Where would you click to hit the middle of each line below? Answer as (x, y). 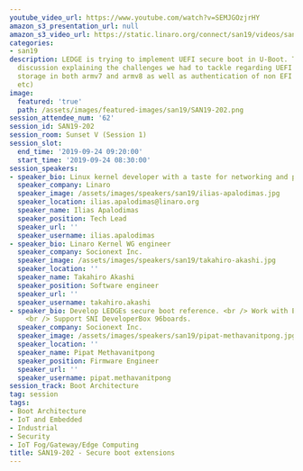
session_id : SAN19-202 (52, 127)
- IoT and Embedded (46, 420)
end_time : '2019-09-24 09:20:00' (80, 151)
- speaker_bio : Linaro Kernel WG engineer (90, 244)
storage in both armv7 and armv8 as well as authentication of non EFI (155, 77)
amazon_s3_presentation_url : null (74, 26)
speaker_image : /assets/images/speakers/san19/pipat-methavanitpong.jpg (157, 336)
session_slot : (36, 143)
